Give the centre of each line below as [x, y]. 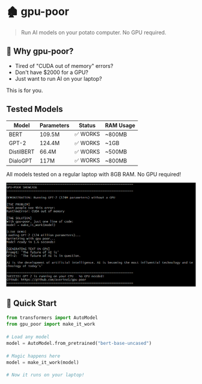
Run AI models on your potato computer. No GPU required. [93, 32]
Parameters [54, 125]
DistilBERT [22, 152]
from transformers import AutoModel [52, 318]
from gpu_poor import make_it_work [51, 324]
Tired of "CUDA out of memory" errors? [64, 66]
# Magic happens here [33, 356]
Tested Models [35, 109]
